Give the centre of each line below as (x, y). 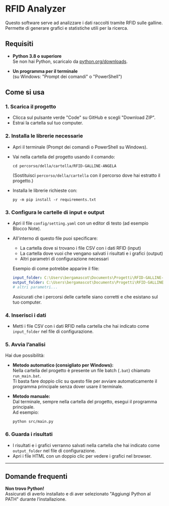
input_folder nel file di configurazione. (53, 331)
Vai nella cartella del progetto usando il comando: (64, 157)
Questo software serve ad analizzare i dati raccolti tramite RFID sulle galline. (84, 23)
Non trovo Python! (25, 488)
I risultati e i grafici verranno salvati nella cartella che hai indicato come (86, 445)
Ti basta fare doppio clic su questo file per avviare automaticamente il (85, 381)
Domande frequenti (36, 476)
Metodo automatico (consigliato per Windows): (63, 365)
